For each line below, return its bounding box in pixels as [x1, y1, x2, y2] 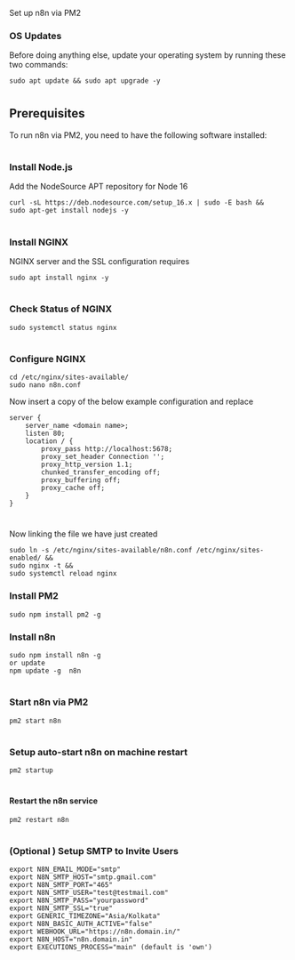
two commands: [9, 60, 68, 70]
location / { [25, 437, 74, 446]
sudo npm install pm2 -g [9, 609, 101, 619]
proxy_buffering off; [41, 476, 122, 485]
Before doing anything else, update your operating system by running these [9, 50, 286, 61]
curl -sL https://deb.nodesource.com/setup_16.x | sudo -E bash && [9, 198, 265, 207]
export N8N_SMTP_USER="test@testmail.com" [9, 889, 169, 898]
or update [9, 658, 46, 667]
